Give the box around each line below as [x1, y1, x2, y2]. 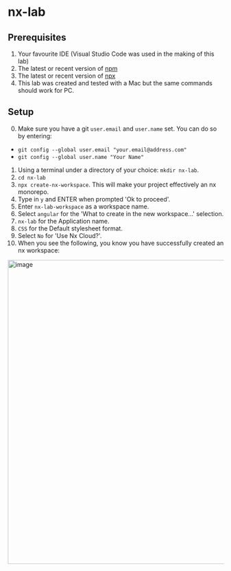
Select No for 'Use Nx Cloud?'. [17, 231, 102, 239]
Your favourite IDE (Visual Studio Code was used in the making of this [17, 50, 215, 58]
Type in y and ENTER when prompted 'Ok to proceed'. [17, 195, 171, 203]
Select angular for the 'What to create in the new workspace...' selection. [17, 209, 224, 217]
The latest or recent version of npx [17, 72, 116, 80]
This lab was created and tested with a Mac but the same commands [17, 79, 213, 87]
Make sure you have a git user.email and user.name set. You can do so [17, 125, 217, 133]
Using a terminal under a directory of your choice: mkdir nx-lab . [17, 166, 199, 174]
